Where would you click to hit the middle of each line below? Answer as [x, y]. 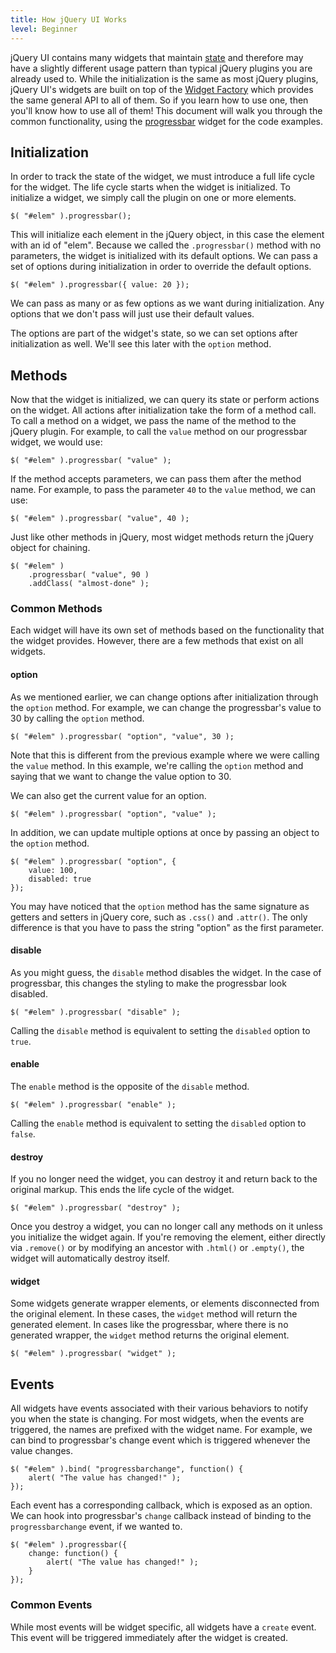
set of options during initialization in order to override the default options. [161, 267]
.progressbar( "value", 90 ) [89, 575]
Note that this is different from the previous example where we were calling [165, 755]
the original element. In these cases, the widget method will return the [154, 1314]
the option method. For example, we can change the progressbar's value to [166, 707]
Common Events [51, 1605]
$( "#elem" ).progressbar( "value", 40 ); [100, 519]
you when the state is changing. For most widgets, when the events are [157, 1419]
